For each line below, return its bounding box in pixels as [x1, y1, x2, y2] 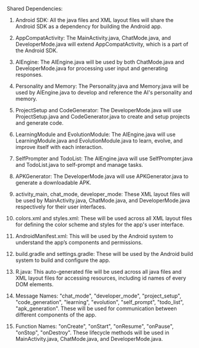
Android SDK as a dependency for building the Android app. [15, 23, 162, 30]
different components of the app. [15, 311, 97, 318]
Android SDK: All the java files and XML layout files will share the [15, 17, 174, 23]
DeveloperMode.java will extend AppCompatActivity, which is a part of [15, 41, 189, 48]
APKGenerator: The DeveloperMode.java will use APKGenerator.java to [15, 173, 189, 180]
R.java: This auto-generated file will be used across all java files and [15, 268, 182, 275]
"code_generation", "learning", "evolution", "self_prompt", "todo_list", [15, 299, 184, 305]
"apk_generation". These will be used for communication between [15, 305, 177, 312]
